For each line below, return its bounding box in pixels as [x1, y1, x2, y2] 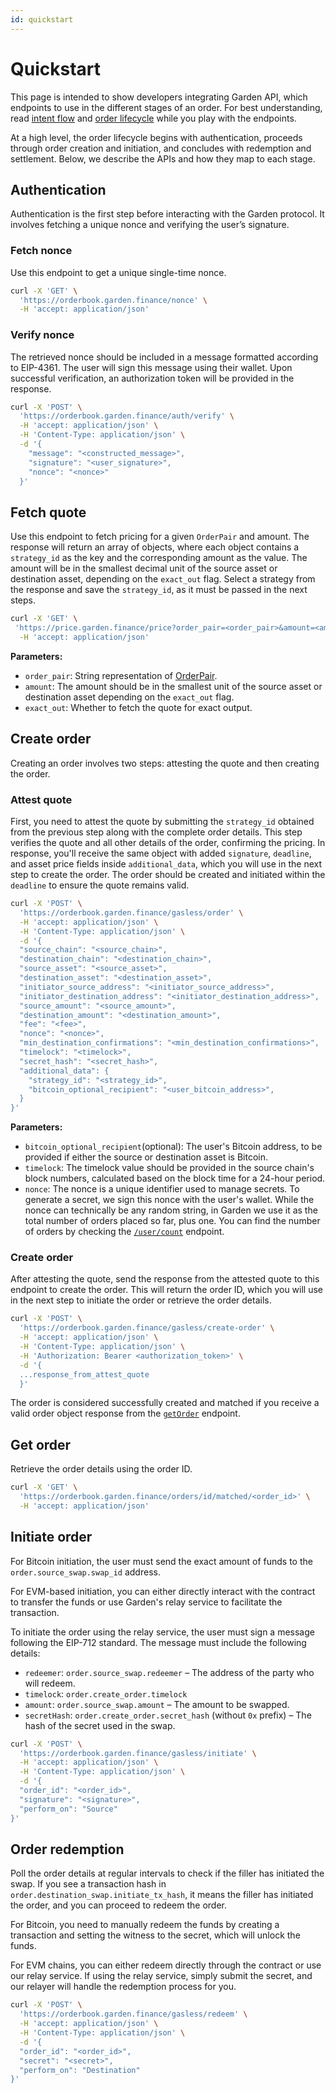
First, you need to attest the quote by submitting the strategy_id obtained [10, 816, 315, 828]
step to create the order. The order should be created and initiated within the [10, 869, 326, 881]
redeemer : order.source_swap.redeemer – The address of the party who [24, 1666, 315, 1678]
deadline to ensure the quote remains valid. [10, 879, 190, 891]
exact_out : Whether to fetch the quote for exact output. [24, 701, 253, 713]
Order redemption [10, 1841, 125, 1858]
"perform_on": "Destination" [19, 2065, 141, 2075]
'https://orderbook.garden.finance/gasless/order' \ [19, 907, 244, 918]
